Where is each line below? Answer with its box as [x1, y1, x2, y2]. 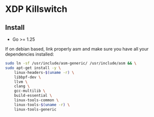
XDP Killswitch [5, 3, 68, 15]
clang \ [14, 84, 30, 89]
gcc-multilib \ [14, 88, 46, 94]
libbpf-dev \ [14, 74, 41, 80]
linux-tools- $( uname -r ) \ [14, 102, 70, 107]
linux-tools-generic [14, 107, 57, 112]
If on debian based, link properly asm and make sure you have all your [5, 46, 149, 52]
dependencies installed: [5, 51, 54, 57]
